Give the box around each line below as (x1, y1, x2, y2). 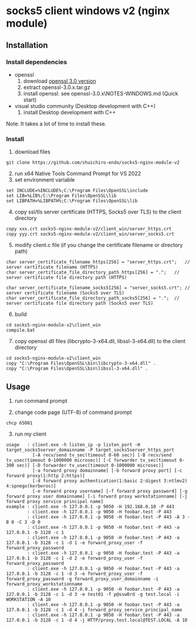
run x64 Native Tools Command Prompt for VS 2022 (14, 170, 141, 177)
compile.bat (6, 327, 35, 334)
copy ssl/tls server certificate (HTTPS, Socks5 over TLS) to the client (14, 208, 182, 216)
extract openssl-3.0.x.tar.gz (23, 84, 90, 91)
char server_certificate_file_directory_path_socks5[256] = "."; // (6, 295, 180, 301)
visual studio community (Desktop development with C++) (14, 102, 156, 110)
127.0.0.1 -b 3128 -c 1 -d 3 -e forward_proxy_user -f (6, 571, 143, 577)
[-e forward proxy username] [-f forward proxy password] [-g (32, 488, 188, 494)
